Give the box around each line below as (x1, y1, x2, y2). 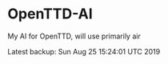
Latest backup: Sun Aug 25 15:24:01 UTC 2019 (7, 46, 161, 56)
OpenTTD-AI (7, 5, 93, 23)
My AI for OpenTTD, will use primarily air (7, 31, 141, 41)
